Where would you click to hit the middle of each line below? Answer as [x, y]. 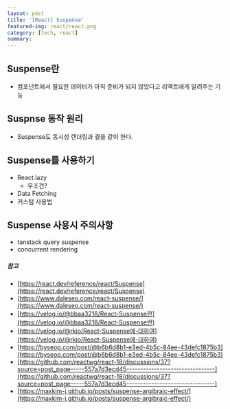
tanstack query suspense [53, 242]
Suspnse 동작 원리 [45, 119]
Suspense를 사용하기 [51, 161]
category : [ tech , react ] [43, 33]
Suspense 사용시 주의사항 [60, 225]
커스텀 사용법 [35, 201]
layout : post [26, 13]
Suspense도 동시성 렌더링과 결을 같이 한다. [75, 136]
